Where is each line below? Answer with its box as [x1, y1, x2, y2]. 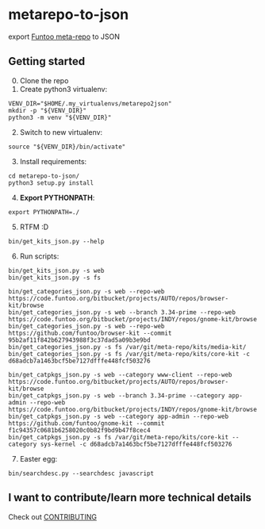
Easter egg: [19, 454, 58, 463]
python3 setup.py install [8, 178, 94, 187]
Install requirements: [19, 156, 87, 166]
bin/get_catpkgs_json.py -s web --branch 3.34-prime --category [8, 391, 225, 400]
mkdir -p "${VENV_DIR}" [8, 106, 87, 114]
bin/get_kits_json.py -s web [8, 266, 105, 274]
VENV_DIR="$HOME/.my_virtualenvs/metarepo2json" [8, 99, 172, 108]
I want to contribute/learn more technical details [8, 491, 252, 504]
